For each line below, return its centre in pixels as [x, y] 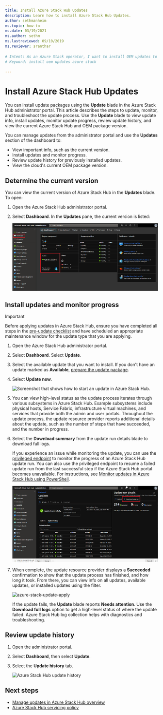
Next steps [22, 690]
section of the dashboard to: [33, 140]
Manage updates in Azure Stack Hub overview [58, 702]
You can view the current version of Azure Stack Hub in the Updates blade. [80, 192]
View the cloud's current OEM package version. [60, 165]
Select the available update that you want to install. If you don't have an [83, 365]
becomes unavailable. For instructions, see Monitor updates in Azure [81, 474]
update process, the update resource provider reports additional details [83, 419]
